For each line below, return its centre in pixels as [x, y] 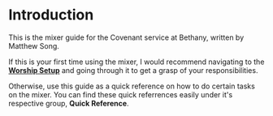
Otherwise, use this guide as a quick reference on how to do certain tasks [132, 86]
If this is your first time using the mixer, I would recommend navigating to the [136, 62]
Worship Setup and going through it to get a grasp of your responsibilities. [133, 70]
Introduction [51, 15]
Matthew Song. [34, 45]
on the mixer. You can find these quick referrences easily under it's [121, 94]
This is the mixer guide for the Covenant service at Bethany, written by [126, 37]
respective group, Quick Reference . [69, 103]
